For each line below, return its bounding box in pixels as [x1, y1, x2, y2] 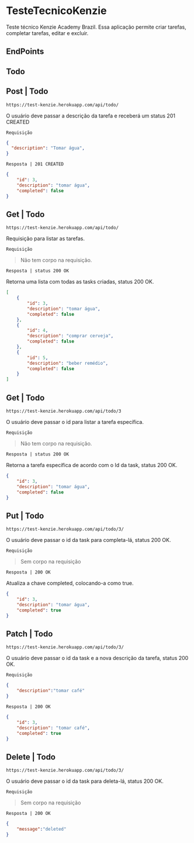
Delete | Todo [6, 752, 56, 762]
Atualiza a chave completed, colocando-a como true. [6, 580, 134, 587]
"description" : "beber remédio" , [27, 360, 109, 366]
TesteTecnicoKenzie [6, 4, 107, 18]
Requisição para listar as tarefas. [6, 235, 85, 242]
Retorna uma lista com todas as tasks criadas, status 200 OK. [6, 278, 154, 285]
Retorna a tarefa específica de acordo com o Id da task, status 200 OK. [6, 462, 178, 469]
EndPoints [6, 47, 44, 57]
